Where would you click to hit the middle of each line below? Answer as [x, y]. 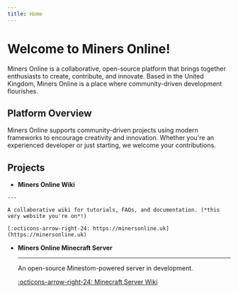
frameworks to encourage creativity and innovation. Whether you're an [111, 138]
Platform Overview [50, 113]
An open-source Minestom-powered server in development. [105, 268]
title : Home [25, 14]
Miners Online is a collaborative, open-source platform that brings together [117, 69]
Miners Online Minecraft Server [65, 248]
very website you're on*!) [47, 217]
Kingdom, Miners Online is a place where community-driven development [115, 84]
